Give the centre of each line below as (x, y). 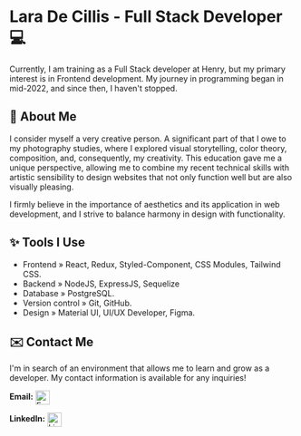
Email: (21, 397)
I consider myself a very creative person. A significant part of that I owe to (148, 139)
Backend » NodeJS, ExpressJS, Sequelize (101, 284)
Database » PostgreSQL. (68, 293)
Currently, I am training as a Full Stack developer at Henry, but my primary (147, 69)
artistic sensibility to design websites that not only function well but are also (151, 177)
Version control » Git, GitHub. (77, 303)
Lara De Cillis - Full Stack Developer (146, 17)
